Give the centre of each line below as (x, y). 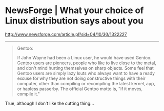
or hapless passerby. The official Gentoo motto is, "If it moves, (80, 89)
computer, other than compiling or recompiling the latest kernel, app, (86, 83)
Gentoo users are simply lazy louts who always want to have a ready (86, 73)
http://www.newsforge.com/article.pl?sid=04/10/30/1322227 (66, 34)
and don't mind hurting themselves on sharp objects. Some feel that (85, 68)
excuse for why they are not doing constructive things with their (81, 78)
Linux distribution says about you (74, 21)
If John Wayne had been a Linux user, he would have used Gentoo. (84, 57)
